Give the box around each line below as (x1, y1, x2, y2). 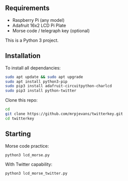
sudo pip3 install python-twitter (5, 88, 77, 93)
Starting (5, 130, 31, 138)
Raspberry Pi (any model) (12, 17, 65, 23)
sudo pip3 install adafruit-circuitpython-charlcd (5, 84, 112, 89)
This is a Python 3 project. (5, 37, 59, 43)
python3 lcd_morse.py (5, 152, 50, 158)
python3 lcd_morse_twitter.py (5, 171, 68, 176)
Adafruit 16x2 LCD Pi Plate (12, 22, 66, 28)
